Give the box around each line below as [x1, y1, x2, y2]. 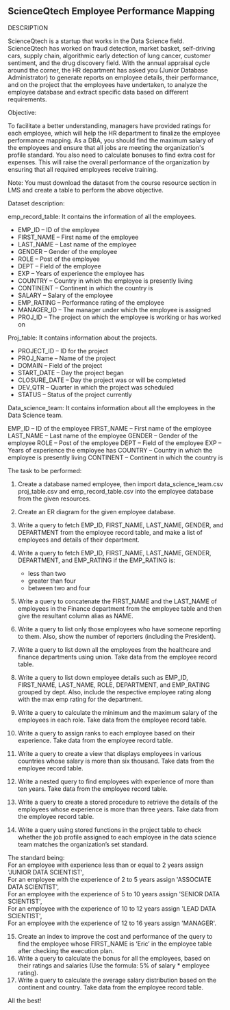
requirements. [8, 95, 47, 103]
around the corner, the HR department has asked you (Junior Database [8, 66, 208, 74]
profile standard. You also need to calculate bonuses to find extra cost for [8, 151, 216, 159]
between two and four [27, 583, 91, 592]
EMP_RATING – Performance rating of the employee [17, 298, 165, 307]
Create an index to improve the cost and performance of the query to [17, 932, 213, 940]
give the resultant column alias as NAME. [17, 611, 134, 620]
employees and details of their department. [17, 535, 140, 544]
